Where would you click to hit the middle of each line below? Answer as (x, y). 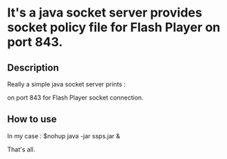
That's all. (21, 149)
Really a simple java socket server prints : (67, 84)
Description (33, 67)
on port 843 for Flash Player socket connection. (75, 97)
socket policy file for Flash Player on (114, 27)
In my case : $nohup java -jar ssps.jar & (64, 135)
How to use (32, 119)
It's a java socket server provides (105, 13)
